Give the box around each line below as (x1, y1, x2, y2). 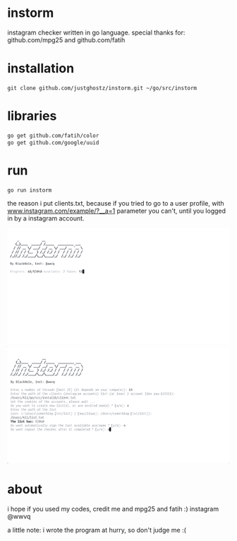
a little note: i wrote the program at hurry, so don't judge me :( (7, 526, 187, 534)
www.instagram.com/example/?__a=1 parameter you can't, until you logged (7, 206, 226, 215)
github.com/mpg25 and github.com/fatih (7, 35, 126, 44)
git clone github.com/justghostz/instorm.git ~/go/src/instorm (7, 85, 197, 92)
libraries (7, 108, 57, 124)
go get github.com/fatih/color (7, 132, 99, 139)
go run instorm (7, 187, 52, 194)
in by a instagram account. (7, 213, 85, 223)
